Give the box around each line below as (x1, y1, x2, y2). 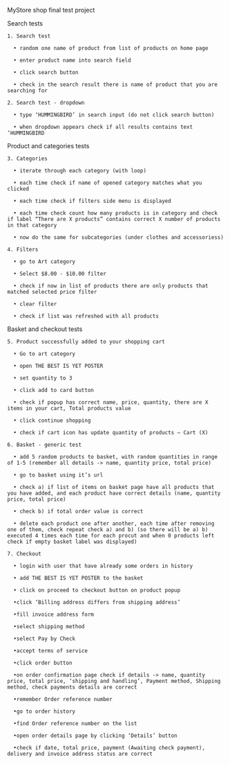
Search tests (7, 19, 44, 27)
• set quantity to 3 (13, 375, 73, 382)
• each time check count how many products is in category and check (13, 210, 218, 217)
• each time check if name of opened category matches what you (13, 179, 202, 186)
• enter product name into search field (13, 57, 131, 64)
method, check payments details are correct (7, 684, 137, 691)
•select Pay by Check (13, 635, 76, 642)
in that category (7, 222, 57, 229)
